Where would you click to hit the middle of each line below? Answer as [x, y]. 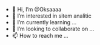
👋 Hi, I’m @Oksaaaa [37, 9]
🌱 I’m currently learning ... [44, 22]
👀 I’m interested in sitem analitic [52, 16]
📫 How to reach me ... [40, 36]
